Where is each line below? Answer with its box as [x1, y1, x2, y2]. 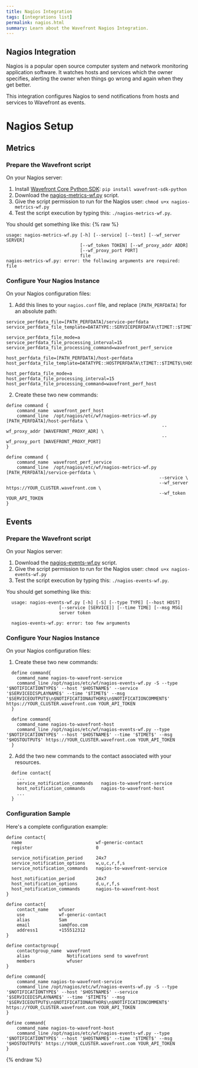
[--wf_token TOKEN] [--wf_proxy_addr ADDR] [80, 242, 189, 248]
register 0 [11, 845, 99, 851]
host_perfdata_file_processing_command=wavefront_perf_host [6, 381, 157, 387]
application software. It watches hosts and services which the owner [6, 69, 173, 76]
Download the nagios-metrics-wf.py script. [14, 191, 120, 199]
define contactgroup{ [6, 943, 60, 948]
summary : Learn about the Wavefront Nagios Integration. [6, 25, 149, 31]
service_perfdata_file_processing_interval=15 [6, 340, 123, 346]
